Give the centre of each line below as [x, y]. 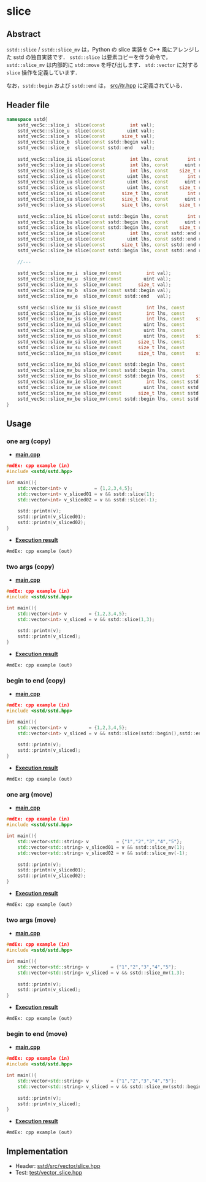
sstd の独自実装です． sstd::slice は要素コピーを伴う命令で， [92, 57]
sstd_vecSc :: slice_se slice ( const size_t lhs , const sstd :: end [107, 245]
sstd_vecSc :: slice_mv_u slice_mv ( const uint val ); [94, 279]
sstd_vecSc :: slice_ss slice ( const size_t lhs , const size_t [107, 205]
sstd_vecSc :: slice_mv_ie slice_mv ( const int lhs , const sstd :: [111, 382]
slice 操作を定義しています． [44, 72]
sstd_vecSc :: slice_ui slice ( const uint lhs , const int [107, 176]
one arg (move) [30, 795]
